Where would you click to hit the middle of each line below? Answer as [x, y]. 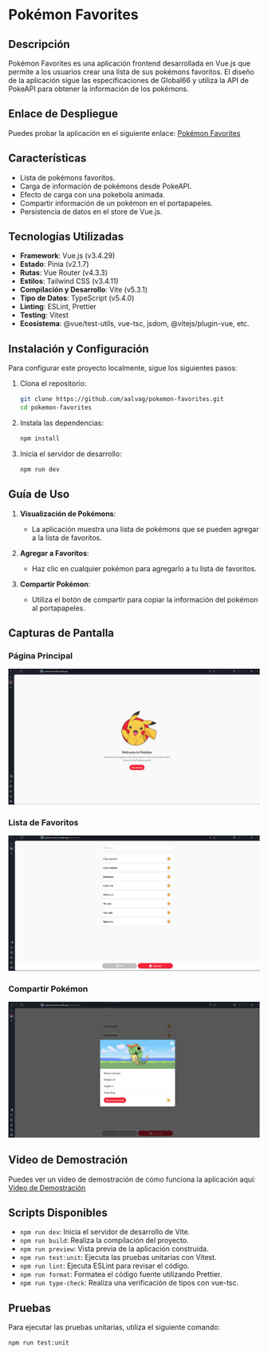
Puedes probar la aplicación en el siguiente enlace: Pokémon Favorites [124, 133]
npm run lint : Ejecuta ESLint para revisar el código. [104, 1266]
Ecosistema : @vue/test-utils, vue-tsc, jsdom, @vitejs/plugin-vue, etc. [134, 324]
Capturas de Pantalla [61, 633]
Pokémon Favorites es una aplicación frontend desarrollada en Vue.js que [130, 63]
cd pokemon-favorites [55, 408]
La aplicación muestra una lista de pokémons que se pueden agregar [145, 529]
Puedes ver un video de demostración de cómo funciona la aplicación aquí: [132, 1179]
